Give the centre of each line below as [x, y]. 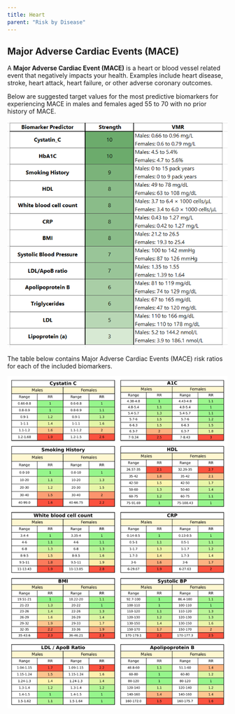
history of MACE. [32, 111]
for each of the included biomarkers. [60, 366]
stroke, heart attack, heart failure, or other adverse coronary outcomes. [110, 83]
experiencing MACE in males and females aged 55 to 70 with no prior [107, 104]
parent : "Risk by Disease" [47, 22]
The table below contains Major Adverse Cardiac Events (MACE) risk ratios [115, 358]
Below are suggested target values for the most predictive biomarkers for [113, 97]
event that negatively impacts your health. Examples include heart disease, [115, 76]
